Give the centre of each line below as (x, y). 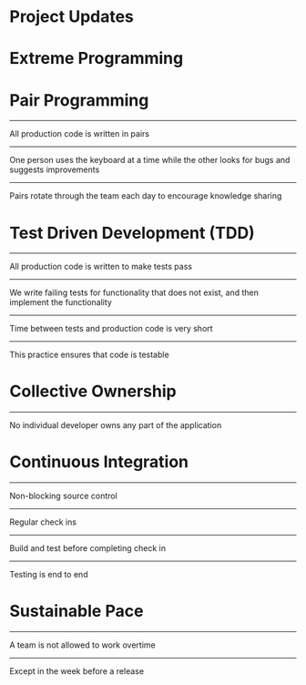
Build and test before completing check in (88, 548)
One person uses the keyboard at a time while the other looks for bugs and (150, 160)
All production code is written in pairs (80, 134)
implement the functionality (61, 302)
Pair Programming (79, 100)
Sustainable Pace (76, 611)
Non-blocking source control (64, 496)
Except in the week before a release (76, 671)
